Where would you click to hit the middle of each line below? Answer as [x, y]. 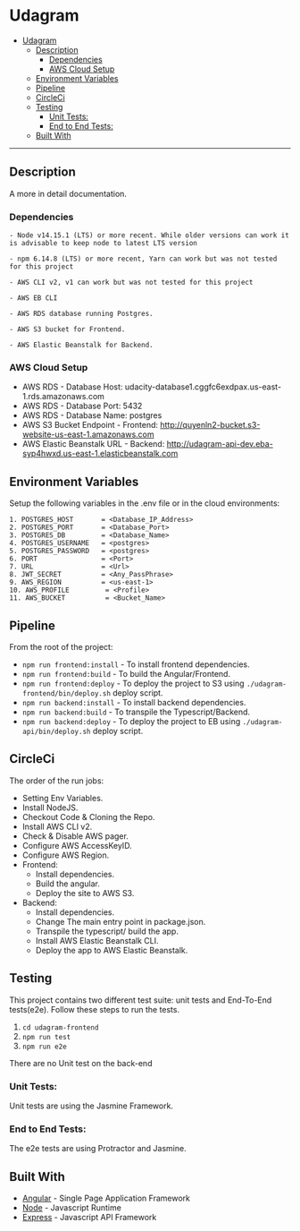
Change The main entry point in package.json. [121, 921]
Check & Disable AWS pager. [75, 836]
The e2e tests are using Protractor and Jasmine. [98, 1149]
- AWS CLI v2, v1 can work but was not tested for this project [131, 283]
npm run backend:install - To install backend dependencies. [134, 702]
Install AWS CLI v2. [57, 826]
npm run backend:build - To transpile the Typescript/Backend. [136, 712]
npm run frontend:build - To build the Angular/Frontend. [126, 673]
